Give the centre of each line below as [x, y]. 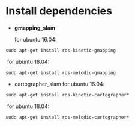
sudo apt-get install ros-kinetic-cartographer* [67, 95]
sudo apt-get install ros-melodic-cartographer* [67, 117]
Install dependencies [59, 11]
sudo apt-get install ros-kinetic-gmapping [61, 50]
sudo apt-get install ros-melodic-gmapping [61, 73]
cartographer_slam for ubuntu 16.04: [59, 84]
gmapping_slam [34, 28]
